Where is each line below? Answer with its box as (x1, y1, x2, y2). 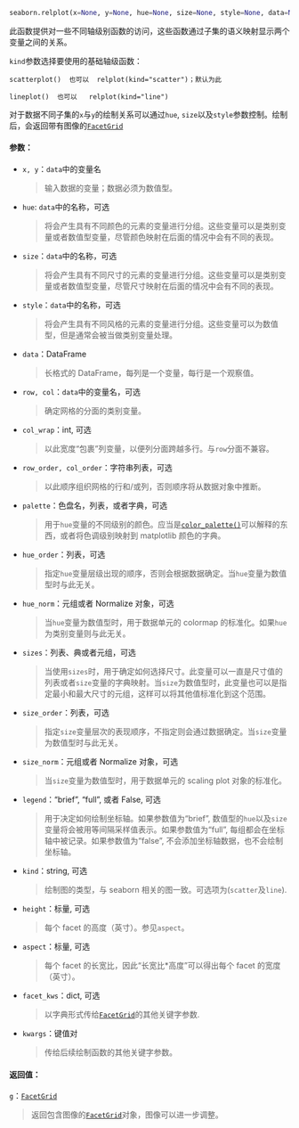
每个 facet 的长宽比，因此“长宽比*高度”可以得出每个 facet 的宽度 (44, 960, 281, 971)
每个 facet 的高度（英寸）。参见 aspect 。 (44, 922, 190, 933)
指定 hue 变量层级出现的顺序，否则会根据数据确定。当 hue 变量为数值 (44, 568, 287, 579)
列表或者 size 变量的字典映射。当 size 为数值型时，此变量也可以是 (44, 677, 279, 688)
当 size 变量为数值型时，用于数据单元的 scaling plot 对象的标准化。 (44, 775, 287, 786)
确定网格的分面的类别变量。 (44, 405, 147, 416)
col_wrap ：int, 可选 (21, 424, 92, 436)
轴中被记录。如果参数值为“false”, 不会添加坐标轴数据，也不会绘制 (44, 836, 283, 846)
